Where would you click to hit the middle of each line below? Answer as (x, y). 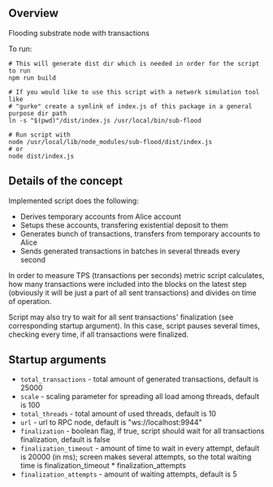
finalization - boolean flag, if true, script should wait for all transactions (142, 431)
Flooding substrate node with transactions (79, 33)
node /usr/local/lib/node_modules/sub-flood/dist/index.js (110, 141)
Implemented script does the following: (74, 200)
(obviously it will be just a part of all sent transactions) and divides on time (132, 293)
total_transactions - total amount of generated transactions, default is (139, 379)
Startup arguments (58, 360)
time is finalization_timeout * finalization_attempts (103, 466)
